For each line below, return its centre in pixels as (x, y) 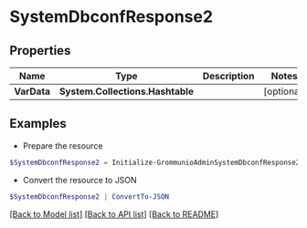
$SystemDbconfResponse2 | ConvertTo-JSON (90, 197)
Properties (40, 51)
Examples (38, 124)
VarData (32, 91)
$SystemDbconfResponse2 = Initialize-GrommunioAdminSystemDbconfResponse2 (155, 162)
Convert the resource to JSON (79, 180)
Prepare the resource (63, 145)
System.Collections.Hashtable (127, 91)
